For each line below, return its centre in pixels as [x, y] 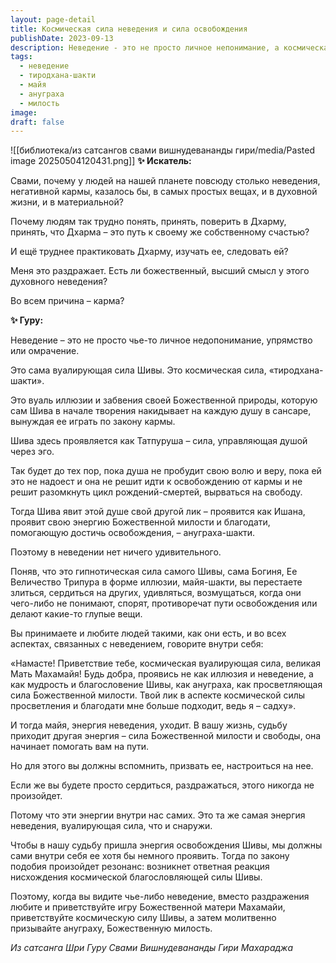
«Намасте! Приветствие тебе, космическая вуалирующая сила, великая [166, 663]
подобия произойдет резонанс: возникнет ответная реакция [140, 867]
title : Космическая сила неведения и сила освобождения [129, 29]
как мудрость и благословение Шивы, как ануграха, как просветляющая [166, 685]
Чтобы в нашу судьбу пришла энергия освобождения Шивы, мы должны [166, 845]
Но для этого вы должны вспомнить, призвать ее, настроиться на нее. [162, 766]
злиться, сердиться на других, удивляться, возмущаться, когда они [156, 593]
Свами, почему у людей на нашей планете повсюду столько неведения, [165, 181]
